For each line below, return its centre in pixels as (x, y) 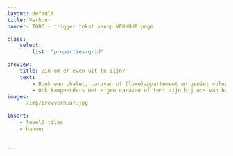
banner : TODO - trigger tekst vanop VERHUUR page (80, 26)
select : (31, 46)
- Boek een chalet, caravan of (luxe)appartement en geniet (121, 84)
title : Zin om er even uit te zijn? (73, 71)
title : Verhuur (29, 20)
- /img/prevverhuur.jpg (54, 103)
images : (18, 97)
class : (17, 39)
